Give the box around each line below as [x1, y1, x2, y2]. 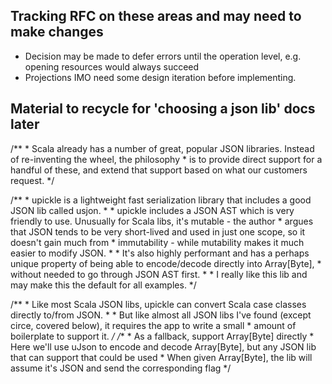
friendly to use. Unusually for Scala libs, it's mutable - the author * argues [10, 215, 314, 227]
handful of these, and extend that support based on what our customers [10, 164, 308, 176]
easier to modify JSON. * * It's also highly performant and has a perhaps [10, 247, 310, 259]
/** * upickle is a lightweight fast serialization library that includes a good [10, 194, 312, 206]
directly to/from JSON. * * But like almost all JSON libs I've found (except [10, 309, 312, 321]
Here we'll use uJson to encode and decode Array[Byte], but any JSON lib [10, 340, 317, 353]
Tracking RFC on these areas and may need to [10, 8, 302, 25]
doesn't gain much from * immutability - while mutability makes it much [10, 236, 305, 248]
